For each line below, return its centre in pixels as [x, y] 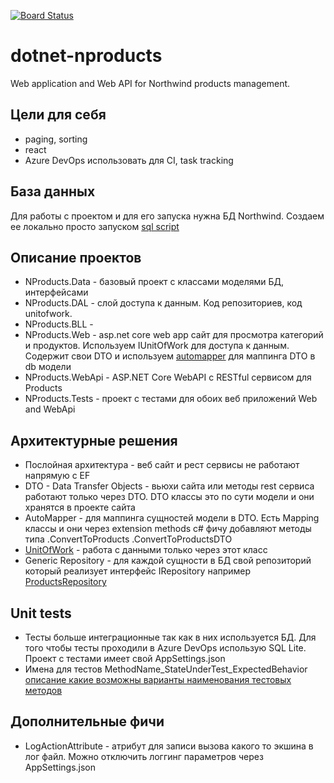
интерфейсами [56, 292]
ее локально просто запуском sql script [95, 226]
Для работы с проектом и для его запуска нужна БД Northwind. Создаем [167, 216]
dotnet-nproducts [86, 56]
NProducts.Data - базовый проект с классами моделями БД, [154, 282]
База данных [53, 191]
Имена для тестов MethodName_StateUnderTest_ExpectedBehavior [166, 669]
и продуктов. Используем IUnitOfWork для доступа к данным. [157, 346]
